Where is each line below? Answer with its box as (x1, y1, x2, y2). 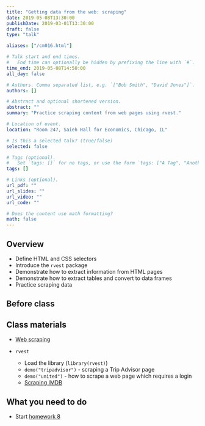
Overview (6, 239, 45, 249)
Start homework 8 (15, 413, 61, 420)
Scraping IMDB (24, 379, 63, 386)
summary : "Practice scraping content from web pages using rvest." (6, 110, 182, 116)
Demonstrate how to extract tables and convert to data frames (15, 274, 172, 282)
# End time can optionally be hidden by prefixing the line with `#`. (6, 59, 195, 65)
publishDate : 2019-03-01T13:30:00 (6, 20, 95, 26)
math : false (6, 216, 37, 222)
